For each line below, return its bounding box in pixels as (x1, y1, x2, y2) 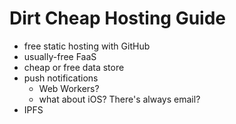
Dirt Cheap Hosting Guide (9, 7, 227, 30)
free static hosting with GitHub (23, 40, 151, 52)
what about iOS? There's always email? (38, 93, 201, 105)
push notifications (23, 72, 99, 84)
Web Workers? (38, 82, 100, 94)
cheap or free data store (23, 61, 125, 73)
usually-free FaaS (23, 50, 97, 62)
